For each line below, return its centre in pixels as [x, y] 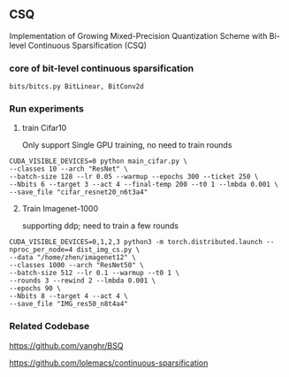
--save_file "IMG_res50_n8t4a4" [68, 304]
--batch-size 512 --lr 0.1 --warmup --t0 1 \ [94, 273]
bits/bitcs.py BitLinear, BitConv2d [76, 87]
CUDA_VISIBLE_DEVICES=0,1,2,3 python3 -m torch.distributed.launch [136, 242]
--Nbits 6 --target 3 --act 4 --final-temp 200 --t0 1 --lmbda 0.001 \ [144, 185]
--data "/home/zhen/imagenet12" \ [73, 258]
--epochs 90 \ [35, 289]
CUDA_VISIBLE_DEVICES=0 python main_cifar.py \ [99, 162]
